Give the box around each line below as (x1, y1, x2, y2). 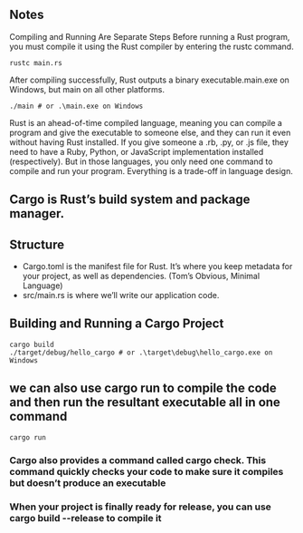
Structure (9, 237, 65, 252)
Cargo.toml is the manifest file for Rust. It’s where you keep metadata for (22, 261, 293, 272)
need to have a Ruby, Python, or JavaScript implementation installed (9, 146, 264, 157)
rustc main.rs (9, 58, 63, 67)
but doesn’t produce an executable (9, 476, 166, 489)
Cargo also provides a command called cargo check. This (9, 453, 267, 466)
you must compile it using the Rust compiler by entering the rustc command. (9, 41, 294, 52)
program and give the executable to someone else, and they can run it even (9, 127, 291, 138)
